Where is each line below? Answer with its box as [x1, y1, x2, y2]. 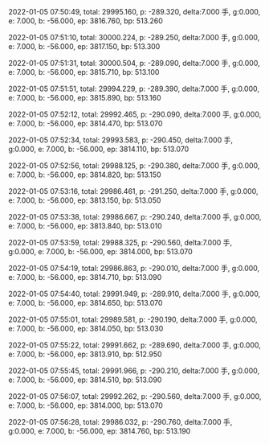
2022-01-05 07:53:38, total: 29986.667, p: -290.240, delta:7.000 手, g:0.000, [8, 212, 262, 221]
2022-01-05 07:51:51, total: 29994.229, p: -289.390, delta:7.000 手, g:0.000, [8, 84, 259, 93]
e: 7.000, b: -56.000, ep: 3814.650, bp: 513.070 [8, 298, 163, 307]
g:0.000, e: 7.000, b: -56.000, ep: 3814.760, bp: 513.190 [8, 426, 191, 436]
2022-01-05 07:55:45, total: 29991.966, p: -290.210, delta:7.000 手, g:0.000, [8, 366, 260, 376]
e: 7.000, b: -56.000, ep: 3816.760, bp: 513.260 [8, 16, 163, 26]
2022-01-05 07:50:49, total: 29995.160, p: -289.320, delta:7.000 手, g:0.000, [8, 7, 261, 16]
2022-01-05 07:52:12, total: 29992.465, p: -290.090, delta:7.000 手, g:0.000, [8, 109, 262, 119]
